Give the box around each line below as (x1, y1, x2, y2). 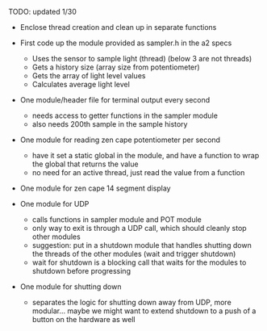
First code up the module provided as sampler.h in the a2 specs (19, 38, 232, 48)
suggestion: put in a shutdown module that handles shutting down (31, 241, 252, 249)
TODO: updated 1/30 (8, 7, 77, 16)
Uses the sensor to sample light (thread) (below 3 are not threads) (31, 54, 252, 63)
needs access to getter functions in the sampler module (31, 111, 218, 120)
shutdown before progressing (31, 266, 131, 275)
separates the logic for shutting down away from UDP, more (31, 298, 232, 307)
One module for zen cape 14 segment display (19, 183, 171, 193)
